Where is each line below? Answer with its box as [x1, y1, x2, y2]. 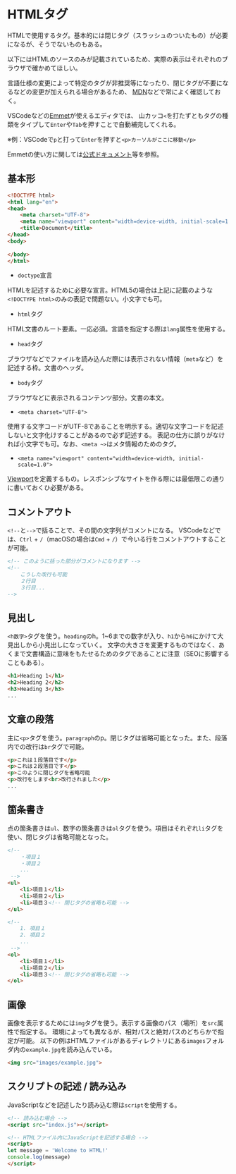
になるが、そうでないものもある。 [7, 39, 106, 48]
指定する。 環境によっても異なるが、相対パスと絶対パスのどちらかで [19, 1027, 218, 1037]
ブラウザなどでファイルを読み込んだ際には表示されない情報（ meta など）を [7, 355, 224, 363]
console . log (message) [7, 1154, 71, 1161]
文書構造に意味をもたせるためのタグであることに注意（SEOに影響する [25, 649, 230, 658]
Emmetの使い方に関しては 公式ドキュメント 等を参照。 [7, 149, 163, 159]
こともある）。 [7, 659, 48, 667]
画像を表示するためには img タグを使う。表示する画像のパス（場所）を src [7, 1019, 218, 1027]
